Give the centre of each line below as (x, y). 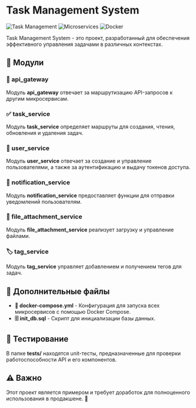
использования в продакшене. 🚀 (47, 399)
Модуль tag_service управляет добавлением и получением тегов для (94, 267)
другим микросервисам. (37, 98)
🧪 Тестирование (37, 339)
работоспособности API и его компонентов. (62, 359)
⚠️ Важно (24, 378)
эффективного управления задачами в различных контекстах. (84, 44)
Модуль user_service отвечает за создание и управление (79, 161)
